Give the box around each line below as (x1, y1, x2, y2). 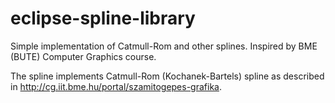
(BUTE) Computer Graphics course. (10, 50, 157, 62)
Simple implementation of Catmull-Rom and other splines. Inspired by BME (10, 40, 318, 52)
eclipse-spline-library (10, 7, 196, 30)
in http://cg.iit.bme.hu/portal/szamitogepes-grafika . (10, 80, 222, 92)
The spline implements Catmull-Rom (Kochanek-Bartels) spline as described (10, 70, 325, 82)
